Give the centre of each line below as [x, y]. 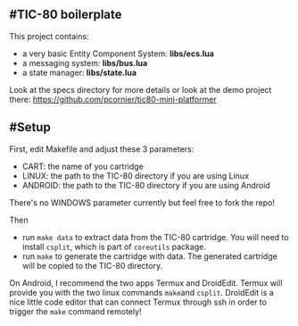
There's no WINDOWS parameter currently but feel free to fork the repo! [142, 202]
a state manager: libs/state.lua [79, 72]
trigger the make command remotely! [75, 311]
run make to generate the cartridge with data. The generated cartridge [150, 256]
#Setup [30, 127]
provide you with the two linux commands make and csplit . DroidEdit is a [141, 292]
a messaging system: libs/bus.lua [85, 63]
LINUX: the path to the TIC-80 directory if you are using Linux [136, 176]
